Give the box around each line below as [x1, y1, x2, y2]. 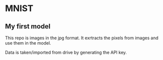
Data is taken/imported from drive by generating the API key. [5, 49, 127, 55]
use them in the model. [5, 40, 51, 46]
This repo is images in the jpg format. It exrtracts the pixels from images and [5, 35, 159, 41]
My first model [5, 22, 51, 30]
